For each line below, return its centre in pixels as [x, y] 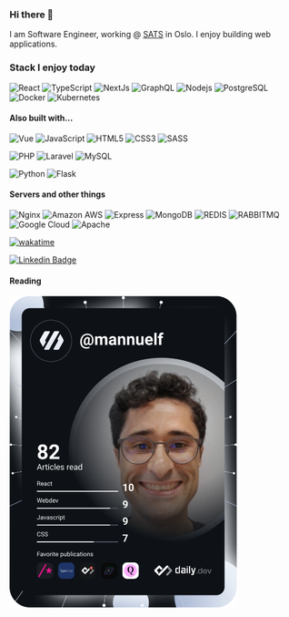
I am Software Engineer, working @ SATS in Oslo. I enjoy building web [140, 35]
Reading [25, 281]
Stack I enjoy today [52, 67]
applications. [33, 44]
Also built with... [41, 118]
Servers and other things [58, 194]
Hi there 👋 [32, 15]
